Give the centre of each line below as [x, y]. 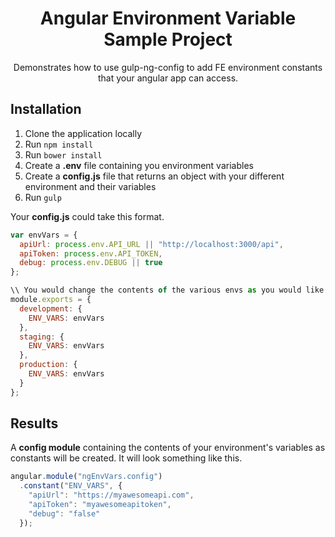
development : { [51, 308]
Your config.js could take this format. [87, 216]
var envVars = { [44, 235]
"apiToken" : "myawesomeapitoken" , [100, 505]
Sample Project [168, 39]
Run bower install [63, 154]
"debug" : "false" [64, 513]
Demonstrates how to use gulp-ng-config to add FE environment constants [168, 67]
